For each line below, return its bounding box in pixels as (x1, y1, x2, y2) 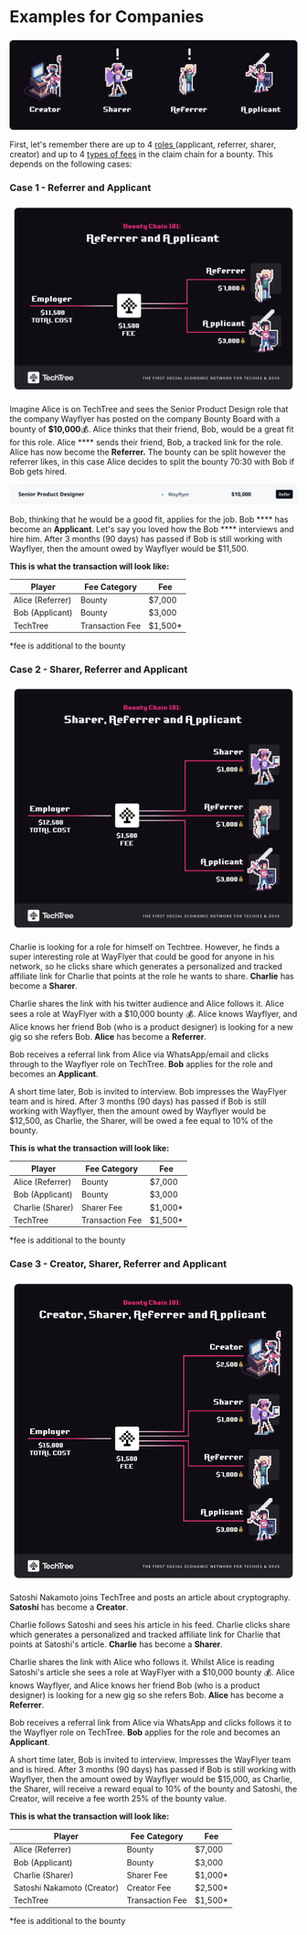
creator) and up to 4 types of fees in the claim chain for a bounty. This (9, 149, 274, 160)
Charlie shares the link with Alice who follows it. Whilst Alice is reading (9, 1656, 275, 1667)
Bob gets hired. (9, 466, 68, 477)
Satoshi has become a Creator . (9, 1601, 129, 1612)
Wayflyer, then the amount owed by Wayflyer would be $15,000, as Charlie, (9, 1773, 292, 1784)
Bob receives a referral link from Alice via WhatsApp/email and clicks (9, 1049, 270, 1060)
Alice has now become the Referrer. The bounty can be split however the (9, 446, 286, 458)
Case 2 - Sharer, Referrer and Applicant (9, 663, 188, 676)
